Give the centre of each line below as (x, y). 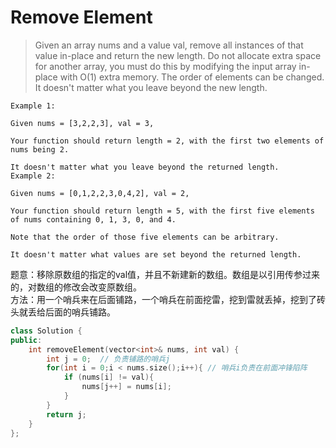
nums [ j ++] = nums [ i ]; (126, 387)
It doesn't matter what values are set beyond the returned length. (156, 254)
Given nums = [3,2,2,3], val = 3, (82, 123)
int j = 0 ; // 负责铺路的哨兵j (108, 359)
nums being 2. (40, 149)
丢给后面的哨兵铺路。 (71, 312)
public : (26, 340)
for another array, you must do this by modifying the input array (165, 66)
